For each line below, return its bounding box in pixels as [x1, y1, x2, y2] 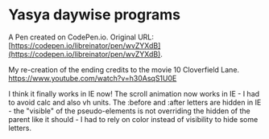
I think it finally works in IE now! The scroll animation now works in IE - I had [8, 88, 260, 98]
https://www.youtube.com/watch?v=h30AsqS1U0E [8, 73, 177, 83]
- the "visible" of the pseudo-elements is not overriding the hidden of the [8, 106, 251, 116]
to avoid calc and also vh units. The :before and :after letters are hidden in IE [8, 97, 262, 107]
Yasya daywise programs [8, 6, 181, 24]
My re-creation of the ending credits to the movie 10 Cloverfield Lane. [8, 64, 240, 74]
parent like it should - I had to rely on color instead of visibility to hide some [8, 114, 259, 124]
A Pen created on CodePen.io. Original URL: [8, 32, 155, 42]
